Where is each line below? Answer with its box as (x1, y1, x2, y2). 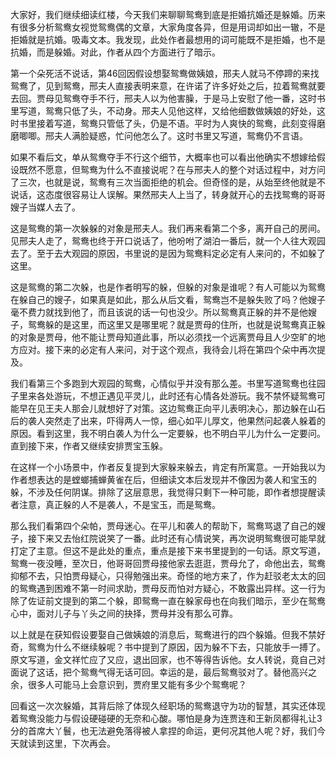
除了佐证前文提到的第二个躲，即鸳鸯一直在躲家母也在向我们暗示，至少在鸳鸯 (10, 595, 326, 607)
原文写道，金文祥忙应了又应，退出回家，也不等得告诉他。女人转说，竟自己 (10, 654, 317, 665)
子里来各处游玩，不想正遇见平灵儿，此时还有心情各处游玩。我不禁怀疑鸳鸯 (10, 390, 317, 402)
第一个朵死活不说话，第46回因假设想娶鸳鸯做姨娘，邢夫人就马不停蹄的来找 (10, 68, 320, 79)
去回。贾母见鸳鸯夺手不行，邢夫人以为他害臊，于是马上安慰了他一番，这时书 (10, 93, 326, 104)
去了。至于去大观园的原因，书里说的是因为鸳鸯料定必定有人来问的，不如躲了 (10, 248, 326, 259)
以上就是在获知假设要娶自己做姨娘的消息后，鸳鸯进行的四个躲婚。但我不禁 (10, 629, 317, 640)
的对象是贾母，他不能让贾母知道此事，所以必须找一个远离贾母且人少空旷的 (10, 331, 317, 343)
